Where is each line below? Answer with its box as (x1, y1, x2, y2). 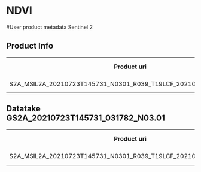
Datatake (6, 104, 41, 114)
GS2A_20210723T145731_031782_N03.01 (6, 113, 166, 123)
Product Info (6, 41, 54, 51)
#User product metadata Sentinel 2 (6, 23, 93, 31)
